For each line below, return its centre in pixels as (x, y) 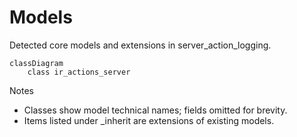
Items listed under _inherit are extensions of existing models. (149, 120)
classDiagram (36, 63)
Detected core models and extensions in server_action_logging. (140, 45)
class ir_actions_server (79, 72)
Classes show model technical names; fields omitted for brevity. (155, 110)
